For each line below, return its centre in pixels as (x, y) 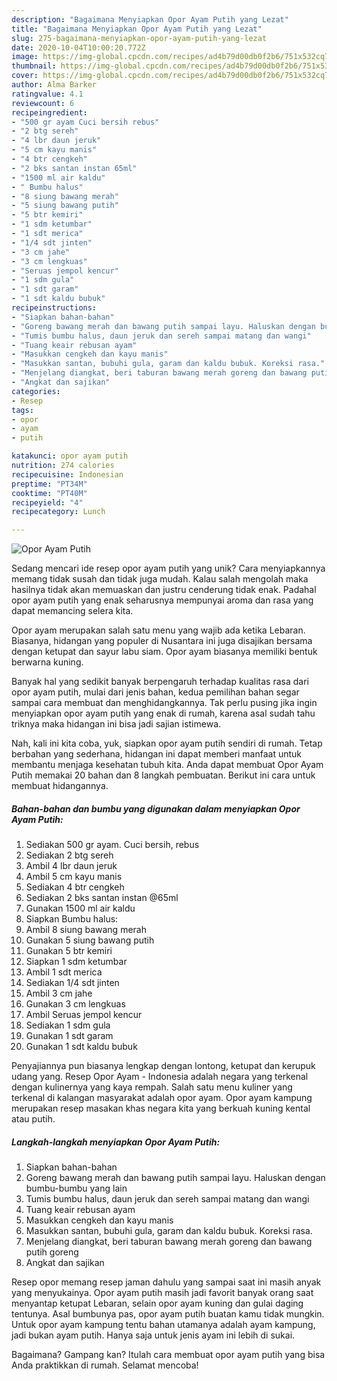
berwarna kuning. (47, 662)
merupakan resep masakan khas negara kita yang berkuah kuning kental (161, 1108)
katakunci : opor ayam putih (70, 456)
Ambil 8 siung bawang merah (86, 930)
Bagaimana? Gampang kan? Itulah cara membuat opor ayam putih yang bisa (168, 1355)
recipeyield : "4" (47, 502)
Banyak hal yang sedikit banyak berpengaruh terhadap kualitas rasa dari (160, 682)
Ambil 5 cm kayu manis (74, 877)
